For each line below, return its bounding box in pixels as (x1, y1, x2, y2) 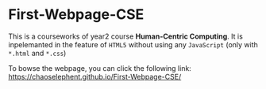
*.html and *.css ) (8, 48, 67, 57)
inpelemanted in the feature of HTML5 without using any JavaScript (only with (8, 39, 258, 49)
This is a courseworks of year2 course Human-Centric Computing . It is (8, 32, 244, 41)
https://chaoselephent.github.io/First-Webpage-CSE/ (8, 72, 182, 81)
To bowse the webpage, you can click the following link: (8, 63, 192, 72)
